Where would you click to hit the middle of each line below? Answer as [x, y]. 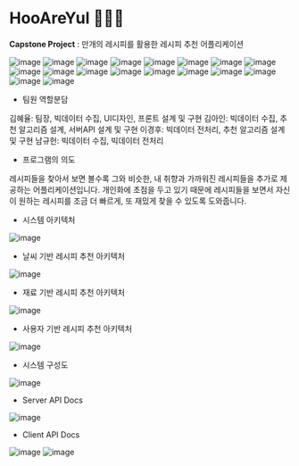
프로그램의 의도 [49, 159]
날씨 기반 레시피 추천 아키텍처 [73, 256]
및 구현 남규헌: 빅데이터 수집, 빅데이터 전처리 [87, 140]
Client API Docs [51, 434]
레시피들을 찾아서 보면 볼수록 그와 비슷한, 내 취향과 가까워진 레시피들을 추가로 [144, 179]
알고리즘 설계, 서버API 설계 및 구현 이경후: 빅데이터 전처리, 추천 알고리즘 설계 [152, 129]
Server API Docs [52, 400]
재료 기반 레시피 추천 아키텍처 [73, 292]
